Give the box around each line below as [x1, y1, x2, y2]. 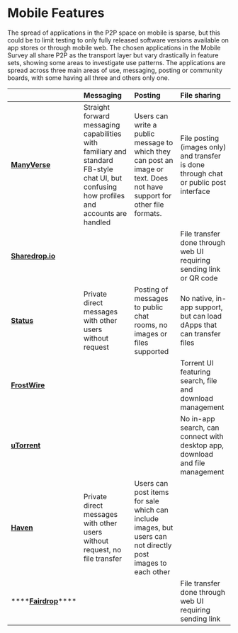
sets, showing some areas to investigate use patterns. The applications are [7, 58, 226, 67]
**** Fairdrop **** [11, 596, 76, 606]
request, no [83, 544, 122, 554]
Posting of [134, 285, 169, 295]
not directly [134, 540, 172, 550]
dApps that [180, 320, 217, 330]
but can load [180, 311, 222, 321]
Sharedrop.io [11, 251, 55, 261]
